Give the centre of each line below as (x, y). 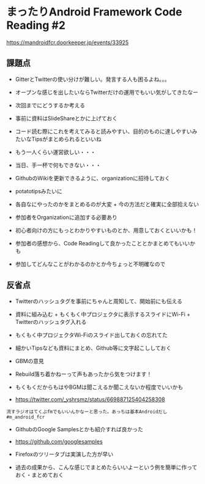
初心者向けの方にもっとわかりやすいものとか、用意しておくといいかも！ (106, 230)
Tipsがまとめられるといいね (67, 139)
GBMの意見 (30, 361)
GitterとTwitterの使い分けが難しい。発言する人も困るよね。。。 (92, 79)
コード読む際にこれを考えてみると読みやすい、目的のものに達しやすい (103, 131)
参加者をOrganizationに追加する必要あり (66, 217)
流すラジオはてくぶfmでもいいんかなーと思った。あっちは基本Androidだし (87, 412)
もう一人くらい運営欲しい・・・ (55, 152)
